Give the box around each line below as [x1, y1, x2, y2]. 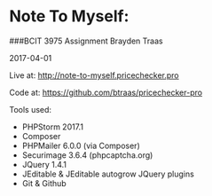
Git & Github [21, 177, 67, 188]
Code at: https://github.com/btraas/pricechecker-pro [9, 87, 202, 98]
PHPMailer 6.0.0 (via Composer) [21, 140, 140, 151]
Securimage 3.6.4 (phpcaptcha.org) [21, 149, 153, 161]
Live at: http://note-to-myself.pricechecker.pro [9, 69, 179, 81]
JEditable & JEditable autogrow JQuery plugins [21, 169, 195, 179]
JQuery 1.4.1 [21, 159, 67, 169]
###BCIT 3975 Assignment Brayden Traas [9, 35, 163, 46]
